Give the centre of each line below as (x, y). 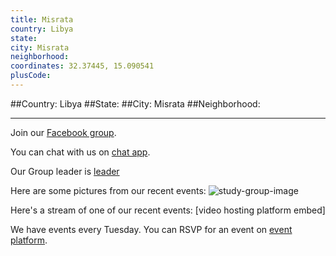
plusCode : (31, 76)
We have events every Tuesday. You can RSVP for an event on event (151, 229)
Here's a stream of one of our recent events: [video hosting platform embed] (168, 210)
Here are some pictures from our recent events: (108, 190)
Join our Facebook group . (63, 132)
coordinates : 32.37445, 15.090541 (82, 66)
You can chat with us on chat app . (80, 152)
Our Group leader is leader (65, 171)
